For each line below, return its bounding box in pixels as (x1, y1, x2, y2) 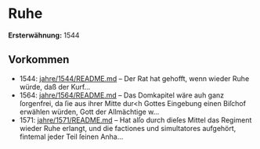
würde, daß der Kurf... (19, 82, 91, 91)
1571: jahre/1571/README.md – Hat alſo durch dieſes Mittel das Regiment (19, 115, 252, 125)
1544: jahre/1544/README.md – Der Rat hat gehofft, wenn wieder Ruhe (19, 73, 250, 83)
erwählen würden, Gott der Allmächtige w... (19, 107, 160, 116)
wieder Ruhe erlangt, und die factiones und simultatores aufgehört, (19, 123, 237, 133)
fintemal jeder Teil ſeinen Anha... (19, 132, 124, 141)
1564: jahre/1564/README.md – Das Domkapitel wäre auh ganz (19, 90, 225, 100)
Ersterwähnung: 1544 (8, 30, 80, 40)
